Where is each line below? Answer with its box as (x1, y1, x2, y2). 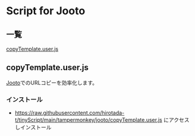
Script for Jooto (6, 4, 86, 18)
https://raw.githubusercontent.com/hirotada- (14, 109, 125, 116)
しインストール (14, 124, 52, 131)
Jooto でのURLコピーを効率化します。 (6, 79, 98, 86)
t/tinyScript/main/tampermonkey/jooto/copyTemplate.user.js (14, 116, 162, 124)
